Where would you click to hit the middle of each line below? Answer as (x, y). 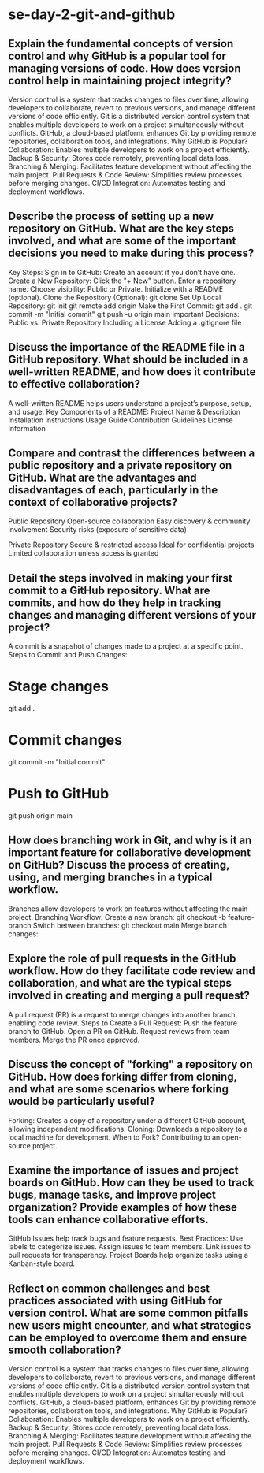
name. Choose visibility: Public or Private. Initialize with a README (116, 288)
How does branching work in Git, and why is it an (130, 841)
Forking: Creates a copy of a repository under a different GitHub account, (127, 1120)
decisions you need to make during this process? (131, 253)
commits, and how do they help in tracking (115, 603)
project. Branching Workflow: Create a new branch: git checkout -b (117, 917)
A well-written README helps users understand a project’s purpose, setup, (130, 403)
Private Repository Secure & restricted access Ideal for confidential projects (131, 545)
